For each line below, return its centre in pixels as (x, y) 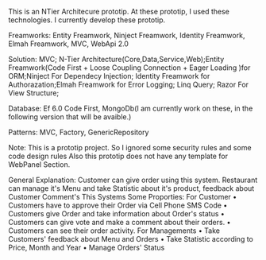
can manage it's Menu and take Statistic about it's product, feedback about (131, 188)
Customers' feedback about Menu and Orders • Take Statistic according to (131, 239)
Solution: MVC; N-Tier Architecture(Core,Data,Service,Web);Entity (116, 59)
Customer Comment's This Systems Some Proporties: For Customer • (123, 197)
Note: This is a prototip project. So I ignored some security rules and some (130, 147)
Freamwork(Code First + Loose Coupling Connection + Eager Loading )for (129, 68)
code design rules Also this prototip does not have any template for (118, 156)
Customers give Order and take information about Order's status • (116, 213)
